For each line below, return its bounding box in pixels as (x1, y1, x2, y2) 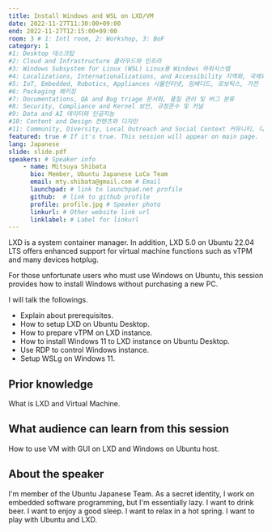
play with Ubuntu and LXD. (8, 514, 98, 524)
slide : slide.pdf (8, 148, 67, 156)
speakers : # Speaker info (8, 155, 96, 163)
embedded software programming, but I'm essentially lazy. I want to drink (8, 497, 254, 507)
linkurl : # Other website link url (29, 208, 151, 216)
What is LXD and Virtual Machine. (8, 399, 121, 409)
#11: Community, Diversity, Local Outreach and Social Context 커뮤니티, (8, 125, 256, 133)
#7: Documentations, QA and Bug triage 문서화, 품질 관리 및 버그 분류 (8, 95, 235, 103)
